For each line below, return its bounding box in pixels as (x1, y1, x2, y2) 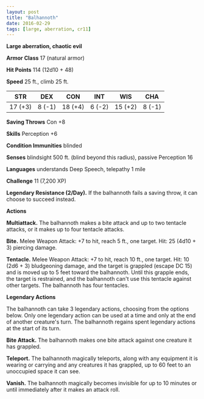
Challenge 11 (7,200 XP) (6, 177, 67, 185)
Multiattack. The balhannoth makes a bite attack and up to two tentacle (6, 219, 187, 227)
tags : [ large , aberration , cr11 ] (6, 26, 91, 32)
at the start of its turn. (6, 325, 61, 332)
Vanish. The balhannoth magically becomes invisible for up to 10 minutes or (6, 380, 197, 387)
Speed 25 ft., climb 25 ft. (6, 78, 69, 85)
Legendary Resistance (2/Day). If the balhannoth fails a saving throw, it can (6, 189, 198, 197)
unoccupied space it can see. (6, 368, 80, 375)
